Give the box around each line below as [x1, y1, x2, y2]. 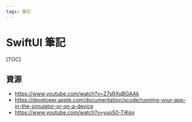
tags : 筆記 [6, 8, 31, 15]
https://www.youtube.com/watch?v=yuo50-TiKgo [14, 109, 135, 116]
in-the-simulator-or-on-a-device [14, 103, 94, 110]
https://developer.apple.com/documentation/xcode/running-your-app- [14, 97, 187, 104]
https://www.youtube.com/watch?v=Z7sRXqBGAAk [14, 90, 140, 97]
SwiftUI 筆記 [6, 36, 66, 49]
